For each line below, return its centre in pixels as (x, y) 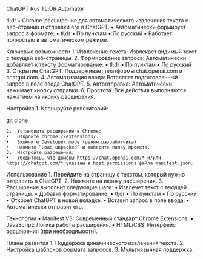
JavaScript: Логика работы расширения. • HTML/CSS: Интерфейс (91, 225)
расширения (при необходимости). (52, 231)
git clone (17, 120)
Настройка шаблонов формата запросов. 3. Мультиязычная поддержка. (100, 249)
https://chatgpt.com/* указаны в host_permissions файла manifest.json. (100, 163)
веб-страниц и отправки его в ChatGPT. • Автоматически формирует (96, 27)
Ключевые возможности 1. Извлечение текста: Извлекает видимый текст (102, 52)
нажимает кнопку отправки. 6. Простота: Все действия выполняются (96, 90)
